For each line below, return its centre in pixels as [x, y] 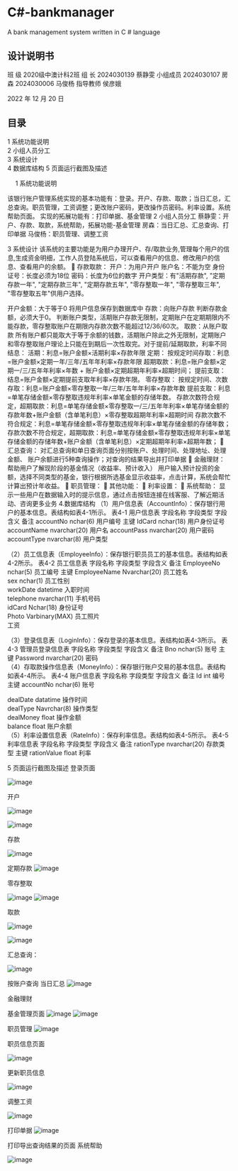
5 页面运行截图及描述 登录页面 [51, 768]
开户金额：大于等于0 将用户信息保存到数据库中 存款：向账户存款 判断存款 [114, 308]
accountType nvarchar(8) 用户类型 [58, 539]
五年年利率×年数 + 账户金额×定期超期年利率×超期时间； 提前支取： [128, 370]
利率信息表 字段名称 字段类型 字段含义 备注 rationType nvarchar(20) [106, 744]
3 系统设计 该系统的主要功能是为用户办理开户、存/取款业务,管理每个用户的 [115, 248]
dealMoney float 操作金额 [44, 717]
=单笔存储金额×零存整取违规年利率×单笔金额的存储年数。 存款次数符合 [110, 397]
